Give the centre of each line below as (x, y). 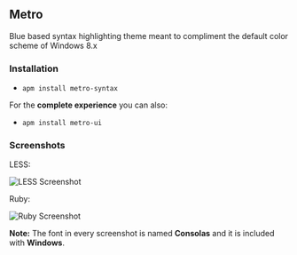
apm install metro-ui (62, 124)
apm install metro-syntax (70, 89)
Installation (34, 68)
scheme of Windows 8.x (53, 45)
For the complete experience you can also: (89, 105)
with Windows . (37, 243)
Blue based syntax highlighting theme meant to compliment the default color (149, 36)
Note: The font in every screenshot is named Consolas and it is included (142, 234)
